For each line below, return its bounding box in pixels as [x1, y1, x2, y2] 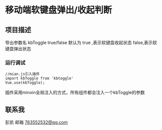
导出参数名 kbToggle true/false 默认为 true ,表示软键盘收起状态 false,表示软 [5, 40, 158, 45]
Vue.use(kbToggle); [5, 80, 45, 85]
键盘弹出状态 [5, 46, 31, 52]
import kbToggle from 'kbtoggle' [5, 76, 74, 81]
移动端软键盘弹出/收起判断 [5, 4, 112, 16]
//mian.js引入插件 [5, 72, 40, 77]
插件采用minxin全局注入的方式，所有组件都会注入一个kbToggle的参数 [5, 90, 145, 96]
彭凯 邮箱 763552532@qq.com [5, 119, 68, 126]
